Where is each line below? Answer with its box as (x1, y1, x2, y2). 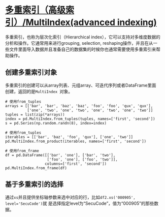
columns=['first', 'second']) (44, 161, 107, 166)
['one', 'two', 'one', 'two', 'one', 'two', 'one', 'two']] (27, 108, 153, 113)
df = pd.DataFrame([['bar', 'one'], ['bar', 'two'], (5, 153, 116, 157)
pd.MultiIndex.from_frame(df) (5, 165, 67, 170)
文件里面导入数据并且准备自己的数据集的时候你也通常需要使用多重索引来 (9, 46, 156, 52)
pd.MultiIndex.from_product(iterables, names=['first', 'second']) (5, 139, 147, 144)
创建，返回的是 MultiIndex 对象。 (5, 88, 73, 94)
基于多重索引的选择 (5, 180, 64, 188)
